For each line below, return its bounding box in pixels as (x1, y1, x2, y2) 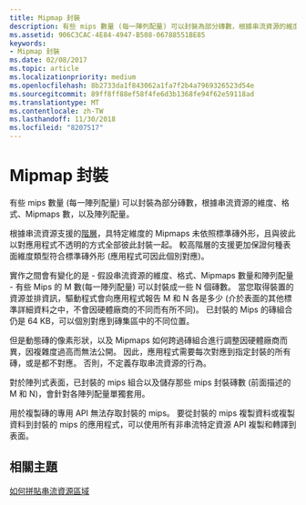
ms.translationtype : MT (9, 97, 100, 107)
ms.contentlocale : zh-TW (9, 106, 104, 116)
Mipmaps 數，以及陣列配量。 (25, 208, 135, 219)
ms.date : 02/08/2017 (9, 56, 88, 65)
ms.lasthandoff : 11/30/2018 (9, 115, 117, 124)
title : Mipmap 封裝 (9, 13, 81, 23)
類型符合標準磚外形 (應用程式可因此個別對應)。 (33, 250, 209, 261)
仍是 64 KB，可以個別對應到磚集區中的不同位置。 (9, 315, 195, 326)
